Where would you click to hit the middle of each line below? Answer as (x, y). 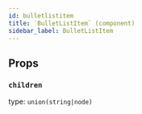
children (25, 85)
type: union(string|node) (50, 102)
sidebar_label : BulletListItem (61, 31)
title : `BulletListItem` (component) (72, 23)
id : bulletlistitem (41, 16)
